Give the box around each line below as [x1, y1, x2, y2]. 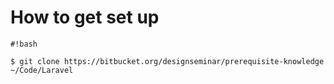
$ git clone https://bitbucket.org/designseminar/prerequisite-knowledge [10, 56, 325, 66]
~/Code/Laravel [10, 65, 74, 75]
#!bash [10, 39, 38, 49]
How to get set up [10, 6, 160, 29]
